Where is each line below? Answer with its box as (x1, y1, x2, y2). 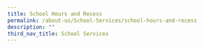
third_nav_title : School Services (7, 30, 109, 37)
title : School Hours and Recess (7, 10, 102, 18)
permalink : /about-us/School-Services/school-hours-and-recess (7, 17, 198, 24)
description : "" (7, 23, 55, 30)
